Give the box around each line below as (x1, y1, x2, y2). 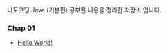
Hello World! (17, 39, 53, 47)
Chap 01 (7, 23, 36, 33)
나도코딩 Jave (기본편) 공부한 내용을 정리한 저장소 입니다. (7, 6, 162, 14)
